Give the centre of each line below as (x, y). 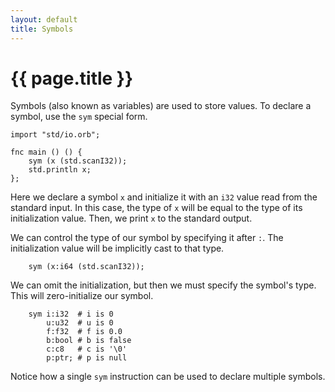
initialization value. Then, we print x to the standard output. (131, 218)
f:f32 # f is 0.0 (84, 332)
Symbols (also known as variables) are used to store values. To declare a (161, 106)
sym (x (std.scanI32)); (78, 161)
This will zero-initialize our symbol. (82, 296)
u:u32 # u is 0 (80, 323)
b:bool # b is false (89, 341)
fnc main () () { (46, 152)
